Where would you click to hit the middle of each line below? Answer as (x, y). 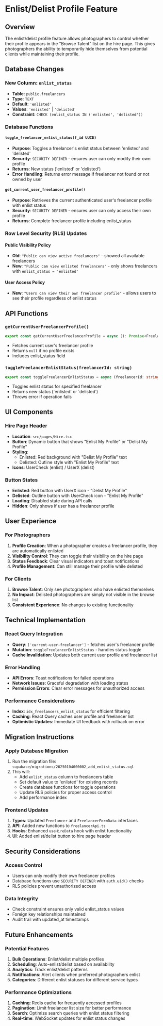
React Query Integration (34, 634)
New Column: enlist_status (38, 83)
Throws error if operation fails (42, 397)
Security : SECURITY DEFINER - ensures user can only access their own (81, 211)
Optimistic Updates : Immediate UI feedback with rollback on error (78, 722)
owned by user (27, 179)
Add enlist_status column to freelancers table (66, 777)
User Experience (31, 521)
